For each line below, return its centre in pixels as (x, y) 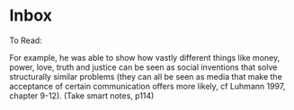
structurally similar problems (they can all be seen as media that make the (146, 76)
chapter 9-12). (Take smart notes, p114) (82, 96)
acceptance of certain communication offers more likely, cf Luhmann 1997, (147, 86)
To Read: (26, 40)
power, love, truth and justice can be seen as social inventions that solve (143, 67)
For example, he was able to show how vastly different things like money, (145, 57)
